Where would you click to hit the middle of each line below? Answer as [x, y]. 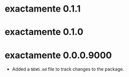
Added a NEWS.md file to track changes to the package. [68, 69]
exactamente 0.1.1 [43, 9]
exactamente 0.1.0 [44, 32]
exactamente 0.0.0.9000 [58, 55]
